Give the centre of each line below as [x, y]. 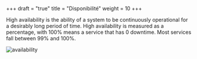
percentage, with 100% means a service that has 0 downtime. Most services [99, 32]
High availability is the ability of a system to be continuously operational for [97, 20]
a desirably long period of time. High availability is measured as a [85, 26]
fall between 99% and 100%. [41, 38]
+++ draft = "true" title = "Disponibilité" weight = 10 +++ [74, 8]
